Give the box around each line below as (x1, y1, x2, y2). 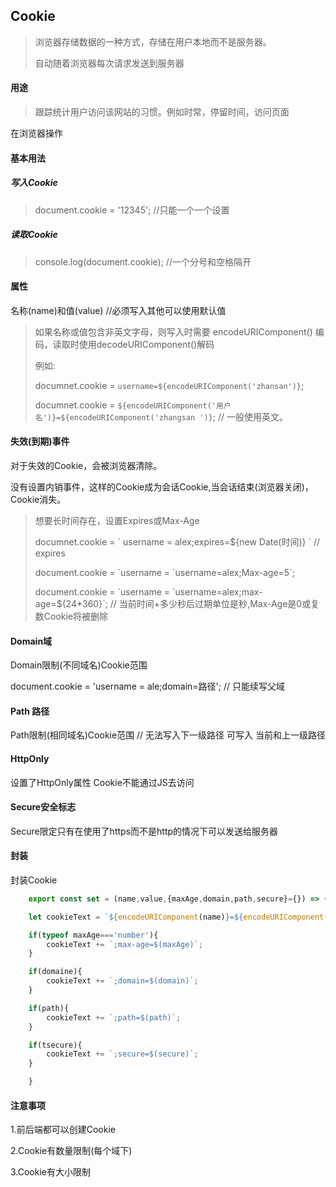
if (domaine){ (28, 967, 83, 977)
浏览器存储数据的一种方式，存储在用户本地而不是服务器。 (34, 35, 272, 48)
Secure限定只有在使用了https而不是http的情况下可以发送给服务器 (10, 825, 279, 837)
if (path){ (28, 1003, 70, 1013)
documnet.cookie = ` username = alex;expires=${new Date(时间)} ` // (34, 535, 321, 548)
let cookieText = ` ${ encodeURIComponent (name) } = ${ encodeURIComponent (28, 912, 325, 922)
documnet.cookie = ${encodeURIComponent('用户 (34, 399, 232, 411)
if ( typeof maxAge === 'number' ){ (28, 930, 159, 940)
